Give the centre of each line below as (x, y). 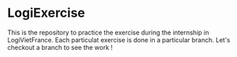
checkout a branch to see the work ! (60, 47)
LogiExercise (46, 13)
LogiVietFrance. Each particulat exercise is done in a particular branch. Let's (119, 39)
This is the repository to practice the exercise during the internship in (108, 32)
